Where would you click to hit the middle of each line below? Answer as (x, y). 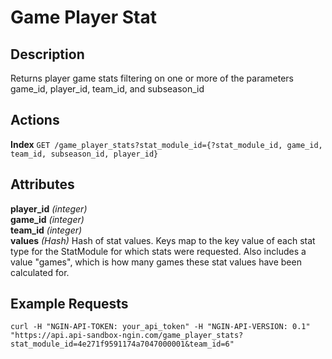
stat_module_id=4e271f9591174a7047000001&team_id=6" (122, 344)
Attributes (42, 184)
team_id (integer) (46, 230)
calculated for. (40, 272)
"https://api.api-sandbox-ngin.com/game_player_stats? (127, 336)
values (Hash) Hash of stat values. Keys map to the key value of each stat (163, 240)
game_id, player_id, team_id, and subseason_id (107, 89)
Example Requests (69, 304)
